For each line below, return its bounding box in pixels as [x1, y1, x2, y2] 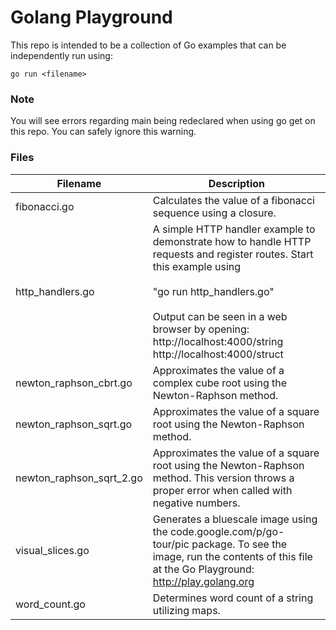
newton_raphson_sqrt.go [15, 417, 133, 431]
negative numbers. [152, 496, 241, 510]
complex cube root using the [152, 376, 288, 390]
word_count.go [15, 597, 86, 611]
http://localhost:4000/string [152, 334, 284, 348]
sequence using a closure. [152, 206, 277, 220]
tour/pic [152, 537, 190, 551]
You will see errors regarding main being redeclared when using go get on [10, 115, 316, 127]
